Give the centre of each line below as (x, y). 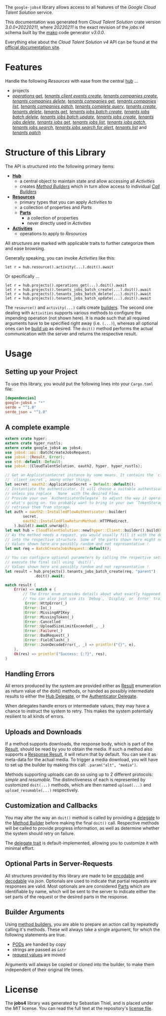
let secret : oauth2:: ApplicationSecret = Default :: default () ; (70, 485)
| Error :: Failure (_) (43, 631)
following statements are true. (36, 934)
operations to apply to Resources (53, 233)
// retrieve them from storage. (38, 507)
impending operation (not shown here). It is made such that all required (77, 318)
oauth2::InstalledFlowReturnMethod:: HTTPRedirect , (76, 521)
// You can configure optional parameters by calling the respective (78, 558)
